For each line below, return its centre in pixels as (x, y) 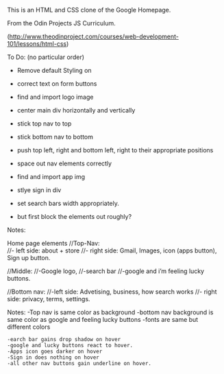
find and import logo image (55, 97)
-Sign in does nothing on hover (53, 358)
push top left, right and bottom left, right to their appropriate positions (115, 150)
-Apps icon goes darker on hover (55, 351)
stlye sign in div (39, 190)
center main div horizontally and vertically (76, 110)
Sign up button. (29, 258)
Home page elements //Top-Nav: (54, 243)
